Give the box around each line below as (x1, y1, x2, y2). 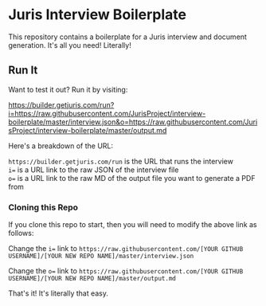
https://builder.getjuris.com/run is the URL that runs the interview (8, 156, 233, 166)
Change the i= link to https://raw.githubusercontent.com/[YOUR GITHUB (8, 244, 244, 253)
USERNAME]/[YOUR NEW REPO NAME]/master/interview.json (8, 253, 194, 261)
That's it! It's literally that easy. (8, 288, 109, 298)
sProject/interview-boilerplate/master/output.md (8, 125, 167, 135)
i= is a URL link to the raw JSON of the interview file (8, 165, 179, 175)
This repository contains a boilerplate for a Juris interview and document (8, 32, 247, 41)
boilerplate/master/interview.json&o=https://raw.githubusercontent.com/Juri (8, 117, 258, 127)
